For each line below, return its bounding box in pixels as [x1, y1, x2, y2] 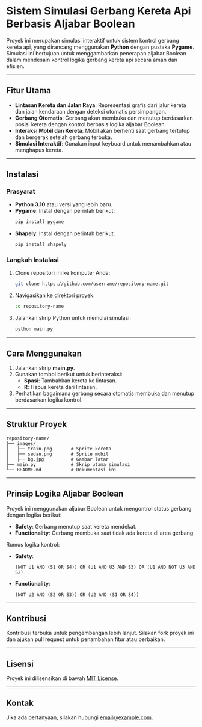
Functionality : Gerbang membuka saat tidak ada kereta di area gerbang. [14, 529, 195, 536]
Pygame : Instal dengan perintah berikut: [14, 207, 115, 215]
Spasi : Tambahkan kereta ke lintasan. [23, 377, 117, 384]
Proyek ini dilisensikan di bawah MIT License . [6, 675, 119, 682]
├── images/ [6, 440, 36, 446]
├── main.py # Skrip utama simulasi [6, 461, 130, 467]
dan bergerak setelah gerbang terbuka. [14, 133, 112, 141]
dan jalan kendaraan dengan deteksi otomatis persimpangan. [14, 108, 167, 115]
